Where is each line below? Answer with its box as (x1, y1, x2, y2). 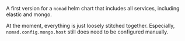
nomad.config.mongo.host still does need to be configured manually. (6, 28, 169, 35)
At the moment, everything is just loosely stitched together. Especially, (6, 23, 175, 29)
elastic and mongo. (6, 11, 53, 18)
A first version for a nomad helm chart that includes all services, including (6, 5, 180, 12)
